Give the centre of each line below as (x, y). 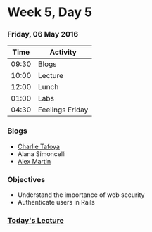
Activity (63, 52)
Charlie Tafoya (38, 146)
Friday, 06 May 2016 (43, 34)
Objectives (26, 179)
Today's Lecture (36, 220)
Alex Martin (34, 161)
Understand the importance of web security (81, 195)
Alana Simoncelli (42, 154)
